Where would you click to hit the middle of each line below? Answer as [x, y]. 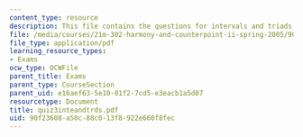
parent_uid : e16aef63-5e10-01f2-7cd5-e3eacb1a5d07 [106, 93]
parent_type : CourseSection [62, 85]
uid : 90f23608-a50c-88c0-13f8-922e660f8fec [92, 118]
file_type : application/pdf [62, 43]
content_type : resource [54, 18]
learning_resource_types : [58, 51]
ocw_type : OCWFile [44, 68]
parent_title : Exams [48, 77]
